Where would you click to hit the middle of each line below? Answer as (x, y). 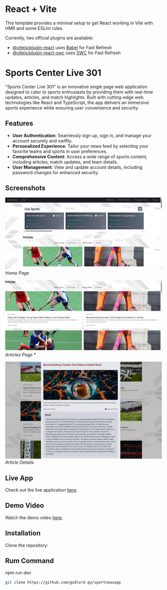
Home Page (17, 273)
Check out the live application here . (42, 490)
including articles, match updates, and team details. (65, 162)
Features (19, 124)
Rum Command (30, 561)
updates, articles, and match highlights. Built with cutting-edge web (74, 97)
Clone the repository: (27, 545)
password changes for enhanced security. (56, 172)
